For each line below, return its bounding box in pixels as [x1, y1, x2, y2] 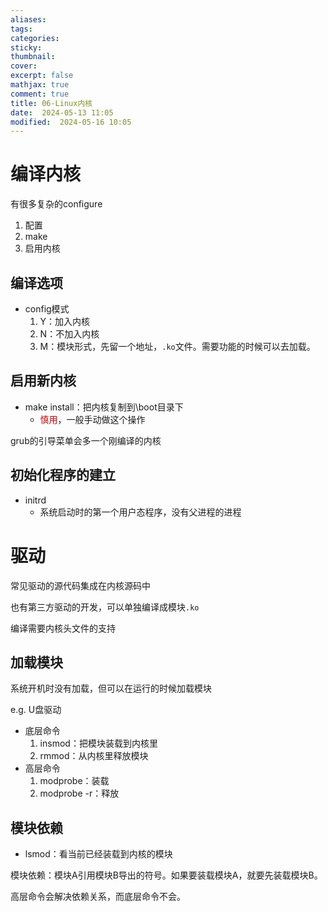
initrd [24, 494, 47, 506]
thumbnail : [10, 52, 56, 62]
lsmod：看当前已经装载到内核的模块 [24, 848, 173, 860]
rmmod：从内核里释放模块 [39, 750, 149, 762]
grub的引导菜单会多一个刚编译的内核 [10, 434, 162, 446]
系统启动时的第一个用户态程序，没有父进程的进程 [39, 506, 242, 518]
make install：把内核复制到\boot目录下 [24, 401, 184, 413]
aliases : [10, 14, 47, 25]
